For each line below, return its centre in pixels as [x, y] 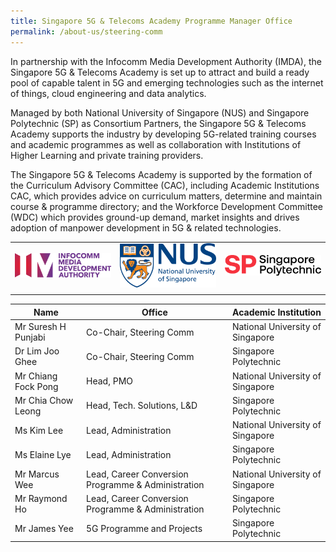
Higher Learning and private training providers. [107, 155]
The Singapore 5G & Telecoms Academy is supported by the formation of [161, 174]
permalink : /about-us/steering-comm [86, 31]
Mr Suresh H [40, 327]
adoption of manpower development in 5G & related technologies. [146, 227]
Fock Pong [36, 386]
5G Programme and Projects [144, 528]
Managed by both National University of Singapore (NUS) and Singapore [160, 112]
